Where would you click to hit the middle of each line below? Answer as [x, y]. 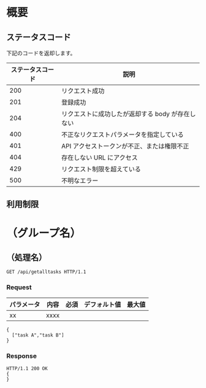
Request [19, 287]
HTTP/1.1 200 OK [27, 368]
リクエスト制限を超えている [101, 169]
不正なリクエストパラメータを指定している [122, 134]
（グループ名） [44, 233]
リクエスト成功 [83, 91]
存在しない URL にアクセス [99, 157]
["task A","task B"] [38, 335]
